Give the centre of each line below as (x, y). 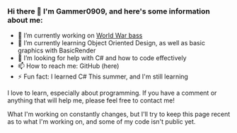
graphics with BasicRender (57, 51)
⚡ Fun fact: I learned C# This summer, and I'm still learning (103, 76)
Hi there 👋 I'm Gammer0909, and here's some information (109, 11)
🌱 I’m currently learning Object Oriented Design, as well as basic (111, 43)
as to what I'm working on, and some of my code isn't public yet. (102, 122)
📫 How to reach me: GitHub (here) (68, 66)
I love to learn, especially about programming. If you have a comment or (112, 93)
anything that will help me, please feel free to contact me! (91, 100)
